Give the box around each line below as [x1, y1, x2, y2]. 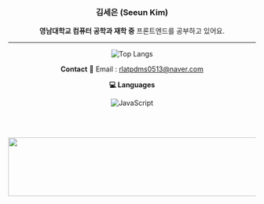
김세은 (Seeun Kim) [95, 6, 169, 17]
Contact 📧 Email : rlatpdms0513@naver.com [60, 64, 204, 74]
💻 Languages [108, 80, 156, 89]
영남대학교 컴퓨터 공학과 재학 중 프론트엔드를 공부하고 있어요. [38, 26, 225, 36]
